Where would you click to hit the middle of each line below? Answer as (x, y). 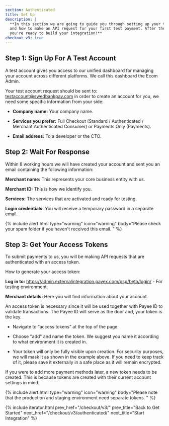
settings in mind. (22, 383)
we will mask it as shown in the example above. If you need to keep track (88, 357)
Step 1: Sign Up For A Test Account (61, 58)
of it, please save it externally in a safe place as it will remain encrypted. (87, 362)
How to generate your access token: (43, 272)
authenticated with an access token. (43, 262)
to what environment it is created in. (50, 342)
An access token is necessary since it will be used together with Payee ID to (84, 306)
